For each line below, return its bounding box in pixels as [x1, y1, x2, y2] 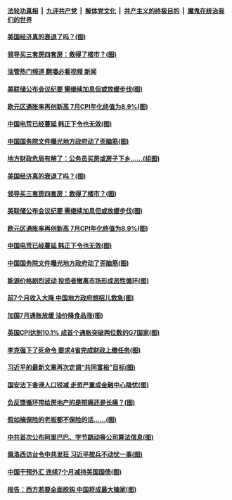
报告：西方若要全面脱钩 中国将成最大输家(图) [7, 485, 137, 494]
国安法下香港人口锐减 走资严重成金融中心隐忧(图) [7, 380, 149, 390]
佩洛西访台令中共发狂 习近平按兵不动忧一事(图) [7, 450, 143, 459]
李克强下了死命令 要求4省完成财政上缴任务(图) [7, 345, 141, 354]
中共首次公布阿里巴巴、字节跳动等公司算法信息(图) [7, 432, 154, 441]
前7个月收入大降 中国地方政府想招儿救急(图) [7, 294, 135, 302]
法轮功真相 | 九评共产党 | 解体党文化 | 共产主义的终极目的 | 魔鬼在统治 [7, 6, 219, 15]
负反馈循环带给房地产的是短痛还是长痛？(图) [7, 398, 136, 406]
